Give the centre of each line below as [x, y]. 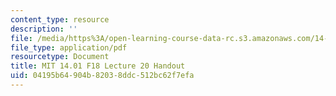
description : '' [44, 29]
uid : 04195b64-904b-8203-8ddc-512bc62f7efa [102, 76]
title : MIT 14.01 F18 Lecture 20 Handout [98, 66]
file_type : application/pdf [69, 47]
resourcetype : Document [60, 57]
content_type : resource [60, 19]
